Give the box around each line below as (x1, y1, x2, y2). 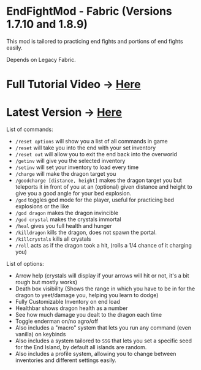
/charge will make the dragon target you (15, 170, 116, 178)
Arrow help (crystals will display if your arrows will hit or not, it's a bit (15, 272, 189, 279)
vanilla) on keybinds (15, 331, 66, 338)
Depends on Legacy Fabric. (6, 56, 77, 63)
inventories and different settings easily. (15, 357, 116, 364)
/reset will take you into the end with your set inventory (15, 144, 156, 151)
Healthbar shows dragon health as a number (15, 304, 128, 312)
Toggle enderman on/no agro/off (15, 317, 99, 325)
